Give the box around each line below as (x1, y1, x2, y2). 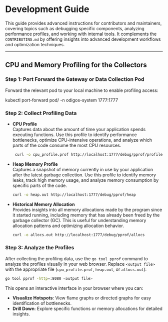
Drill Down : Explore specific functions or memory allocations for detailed (12, 305, 162, 311)
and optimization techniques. (5, 41, 65, 47)
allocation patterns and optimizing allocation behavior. (12, 223, 124, 229)
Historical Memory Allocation (12, 201, 75, 207)
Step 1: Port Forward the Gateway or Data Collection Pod (5, 76, 144, 83)
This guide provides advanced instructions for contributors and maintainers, (5, 20, 162, 26)
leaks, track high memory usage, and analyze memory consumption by (12, 177, 159, 183)
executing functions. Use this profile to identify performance (12, 132, 137, 138)
